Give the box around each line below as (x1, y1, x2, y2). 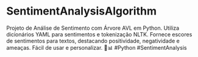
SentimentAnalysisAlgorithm (6, 4, 157, 18)
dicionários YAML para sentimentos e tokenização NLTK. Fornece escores (6, 30, 193, 38)
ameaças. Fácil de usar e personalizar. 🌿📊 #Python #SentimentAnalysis (6, 44, 187, 51)
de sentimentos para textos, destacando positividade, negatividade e (6, 37, 180, 44)
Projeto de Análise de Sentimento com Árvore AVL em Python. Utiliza (6, 24, 180, 32)
